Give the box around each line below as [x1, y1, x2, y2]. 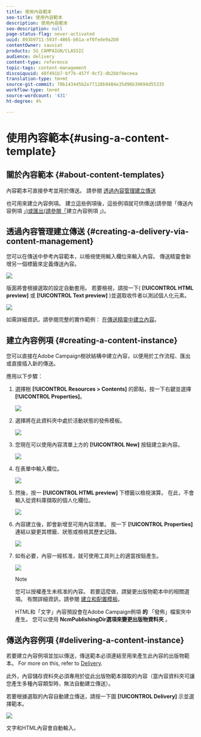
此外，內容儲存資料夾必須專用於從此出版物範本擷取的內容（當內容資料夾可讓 [6, 673, 195, 680]
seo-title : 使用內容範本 [6, 14, 63, 20]
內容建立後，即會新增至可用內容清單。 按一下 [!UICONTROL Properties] [14, 521, 193, 528]
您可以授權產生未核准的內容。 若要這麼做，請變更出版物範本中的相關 [14, 588, 184, 595]
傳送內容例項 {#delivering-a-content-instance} [6, 635, 184, 645]
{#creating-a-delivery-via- [86, 227, 189, 237]
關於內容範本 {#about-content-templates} [6, 170, 165, 180]
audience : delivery [6, 54, 55, 60]
